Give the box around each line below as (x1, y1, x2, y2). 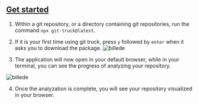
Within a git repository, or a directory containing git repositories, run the (14, 20, 190, 27)
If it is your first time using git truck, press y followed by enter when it (14, 38, 184, 45)
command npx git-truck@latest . (14, 27, 96, 34)
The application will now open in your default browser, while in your (14, 56, 180, 63)
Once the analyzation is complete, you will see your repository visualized (14, 85, 193, 92)
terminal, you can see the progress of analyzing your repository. (14, 62, 171, 69)
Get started (6, 5, 49, 15)
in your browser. (14, 91, 55, 98)
